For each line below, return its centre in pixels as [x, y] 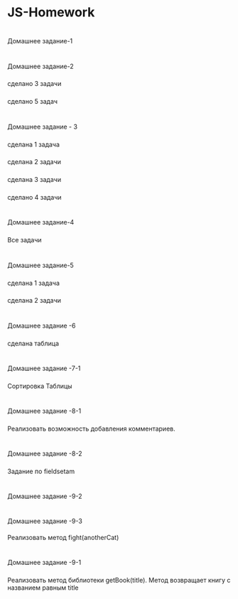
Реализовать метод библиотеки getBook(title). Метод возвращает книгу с [119, 580]
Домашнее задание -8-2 [45, 453]
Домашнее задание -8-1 [44, 411]
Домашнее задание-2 [40, 66]
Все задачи [25, 240]
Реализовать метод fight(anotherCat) [63, 537]
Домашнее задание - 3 [43, 126]
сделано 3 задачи [34, 84]
